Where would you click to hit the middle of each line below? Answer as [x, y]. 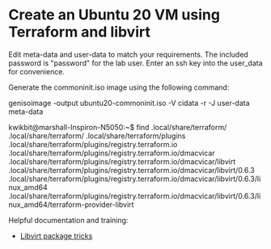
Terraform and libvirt [80, 32]
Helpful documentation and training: [68, 220]
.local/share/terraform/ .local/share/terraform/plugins [97, 136]
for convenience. [36, 71]
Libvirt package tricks [56, 235]
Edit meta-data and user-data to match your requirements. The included [128, 54]
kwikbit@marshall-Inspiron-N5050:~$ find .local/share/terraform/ [118, 127]
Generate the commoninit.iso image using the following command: [119, 87]
